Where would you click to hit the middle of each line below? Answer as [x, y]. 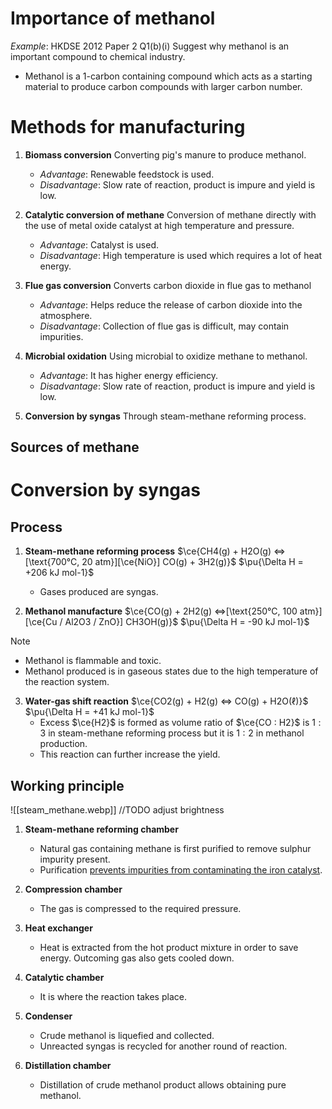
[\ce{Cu [41, 622]
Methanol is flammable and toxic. [93, 661]
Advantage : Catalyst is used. [99, 244]
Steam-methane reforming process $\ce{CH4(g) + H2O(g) [148, 551]
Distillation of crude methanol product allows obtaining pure [163, 1085]
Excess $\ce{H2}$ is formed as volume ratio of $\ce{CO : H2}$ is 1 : [180, 723]
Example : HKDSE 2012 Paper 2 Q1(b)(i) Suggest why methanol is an [150, 46]
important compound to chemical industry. [98, 56]
